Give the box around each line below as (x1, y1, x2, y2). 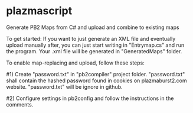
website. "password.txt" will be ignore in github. (6, 83, 123, 90)
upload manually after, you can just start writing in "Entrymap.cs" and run (6, 41, 185, 49)
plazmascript (6, 4, 73, 18)
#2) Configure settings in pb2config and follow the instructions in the (6, 95, 174, 102)
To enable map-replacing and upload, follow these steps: (6, 59, 145, 66)
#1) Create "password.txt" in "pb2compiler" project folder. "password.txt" (6, 70, 185, 78)
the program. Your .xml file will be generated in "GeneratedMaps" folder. (6, 47, 182, 54)
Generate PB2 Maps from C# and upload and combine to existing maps (6, 24, 179, 31)
